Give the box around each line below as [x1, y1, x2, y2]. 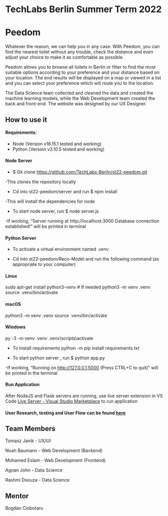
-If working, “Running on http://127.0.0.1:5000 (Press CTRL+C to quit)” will [5, 364, 158, 370]
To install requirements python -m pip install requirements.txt [12, 345, 140, 351]
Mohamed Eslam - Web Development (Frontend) [5, 457, 106, 463]
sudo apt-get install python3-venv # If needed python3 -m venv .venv [5, 284, 150, 290]
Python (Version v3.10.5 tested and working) [12, 146, 105, 152]
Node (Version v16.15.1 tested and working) [12, 141, 102, 147]
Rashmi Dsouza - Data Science [5, 477, 70, 483]
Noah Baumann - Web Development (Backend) [5, 448, 103, 454]
